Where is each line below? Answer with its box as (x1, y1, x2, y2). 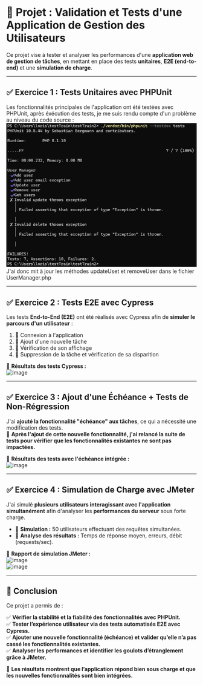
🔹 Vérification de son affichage (14, 344, 92, 352)
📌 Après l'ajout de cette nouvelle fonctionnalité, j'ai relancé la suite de (6, 430, 185, 438)
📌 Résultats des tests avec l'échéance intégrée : (6, 455, 130, 462)
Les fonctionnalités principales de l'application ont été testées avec (6, 103, 174, 111)
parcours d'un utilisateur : (6, 320, 74, 327)
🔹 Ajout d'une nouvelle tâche (14, 338, 88, 345)
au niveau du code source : (6, 116, 74, 123)
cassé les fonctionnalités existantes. (6, 641, 101, 648)
